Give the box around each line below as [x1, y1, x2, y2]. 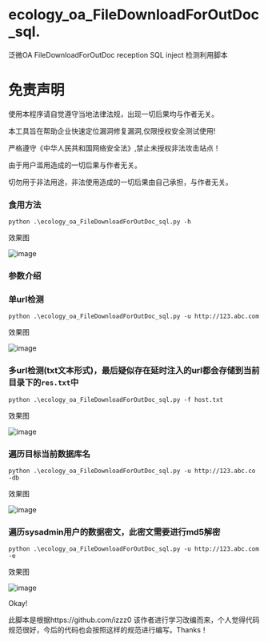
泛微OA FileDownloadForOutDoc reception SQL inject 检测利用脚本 [8, 50, 228, 59]
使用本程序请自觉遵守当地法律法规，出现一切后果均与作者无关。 [8, 109, 218, 118]
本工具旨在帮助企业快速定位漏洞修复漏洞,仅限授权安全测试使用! [8, 126, 216, 135]
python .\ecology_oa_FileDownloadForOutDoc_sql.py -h [8, 218, 192, 226]
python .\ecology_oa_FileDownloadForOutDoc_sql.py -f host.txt [8, 395, 224, 403]
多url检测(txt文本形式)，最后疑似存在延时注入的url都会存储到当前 [8, 365, 260, 376]
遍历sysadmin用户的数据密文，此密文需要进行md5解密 [8, 526, 221, 537]
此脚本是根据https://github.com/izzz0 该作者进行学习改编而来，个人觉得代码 [8, 615, 260, 625]
